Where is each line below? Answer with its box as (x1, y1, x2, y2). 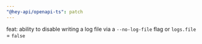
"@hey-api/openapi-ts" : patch (6, 8, 84, 15)
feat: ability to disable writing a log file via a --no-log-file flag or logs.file (6, 25, 197, 33)
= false (6, 31, 26, 39)
